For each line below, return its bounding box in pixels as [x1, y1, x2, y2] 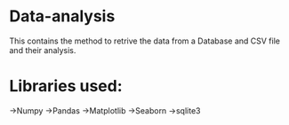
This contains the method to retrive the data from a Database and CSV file [9, 35, 280, 46]
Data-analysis [9, 6, 116, 27]
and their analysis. [9, 44, 76, 55]
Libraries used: [9, 76, 123, 97]
